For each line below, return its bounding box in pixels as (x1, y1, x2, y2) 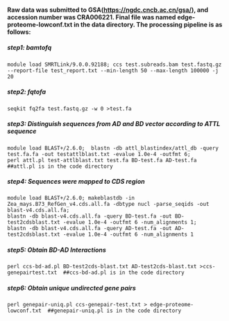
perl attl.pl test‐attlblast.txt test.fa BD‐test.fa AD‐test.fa (7, 157, 197, 164)
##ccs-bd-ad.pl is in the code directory (62, 269, 185, 277)
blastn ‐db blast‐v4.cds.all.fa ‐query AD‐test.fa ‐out (7, 225, 172, 232)
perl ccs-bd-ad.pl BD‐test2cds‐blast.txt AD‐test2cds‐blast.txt (7, 263, 197, 270)
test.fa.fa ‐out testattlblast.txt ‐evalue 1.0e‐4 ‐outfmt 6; (7, 150, 191, 157)
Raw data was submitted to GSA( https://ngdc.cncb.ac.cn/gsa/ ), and (7, 6, 209, 14)
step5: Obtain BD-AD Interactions (7, 246, 106, 254)
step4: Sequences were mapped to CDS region (7, 177, 145, 186)
